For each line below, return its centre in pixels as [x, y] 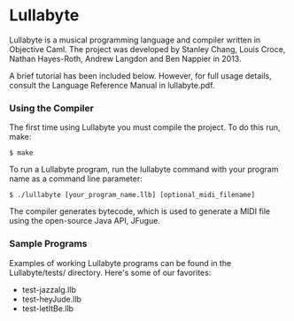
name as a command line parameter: [76, 179]
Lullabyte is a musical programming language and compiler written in [135, 40]
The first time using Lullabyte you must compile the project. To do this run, [145, 127]
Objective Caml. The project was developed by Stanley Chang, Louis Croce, [147, 49]
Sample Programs [48, 244]
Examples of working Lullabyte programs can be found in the [120, 263]
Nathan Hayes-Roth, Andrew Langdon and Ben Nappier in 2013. [125, 58]
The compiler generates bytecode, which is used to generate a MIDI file [140, 211]
